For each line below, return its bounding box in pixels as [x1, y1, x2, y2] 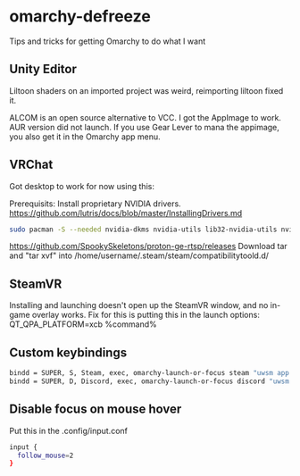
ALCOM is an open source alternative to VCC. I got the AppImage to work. [9, 112, 281, 122]
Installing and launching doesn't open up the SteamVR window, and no [9, 300, 269, 311]
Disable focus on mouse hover [9, 402, 182, 417]
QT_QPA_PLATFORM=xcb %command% [9, 319, 158, 330]
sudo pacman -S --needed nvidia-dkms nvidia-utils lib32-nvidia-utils [9, 225, 278, 234]
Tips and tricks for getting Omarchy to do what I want [9, 36, 206, 46]
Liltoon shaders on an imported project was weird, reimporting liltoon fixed [9, 85, 284, 96]
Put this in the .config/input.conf [9, 425, 128, 436]
